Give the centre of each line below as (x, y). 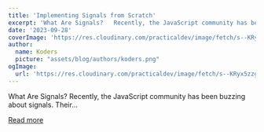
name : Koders (37, 52)
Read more (26, 119)
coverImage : (27, 37)
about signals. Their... (43, 104)
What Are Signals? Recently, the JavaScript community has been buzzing (127, 96)
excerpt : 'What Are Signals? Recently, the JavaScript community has (128, 23)
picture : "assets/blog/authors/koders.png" (87, 60)
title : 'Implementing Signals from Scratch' (82, 15)
